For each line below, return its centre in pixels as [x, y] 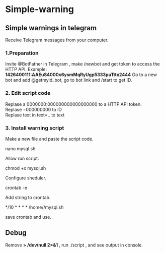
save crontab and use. [28, 217]
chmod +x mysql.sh [26, 168]
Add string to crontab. [28, 197]
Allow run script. [22, 158]
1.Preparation [22, 53]
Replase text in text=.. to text [35, 115]
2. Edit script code [28, 93]
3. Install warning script [35, 128]
